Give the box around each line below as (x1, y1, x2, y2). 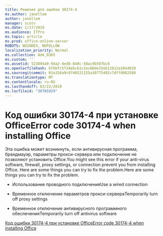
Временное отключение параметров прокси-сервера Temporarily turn (12, 191, 158, 197)
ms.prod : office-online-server (5, 39, 69, 44)
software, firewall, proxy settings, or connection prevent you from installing (5, 162, 156, 168)
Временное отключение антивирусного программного (12, 205, 127, 212)
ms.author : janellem (5, 12, 47, 17)
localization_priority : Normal (5, 48, 69, 53)
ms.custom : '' (5, 57, 34, 62)
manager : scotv (5, 20, 36, 26)
